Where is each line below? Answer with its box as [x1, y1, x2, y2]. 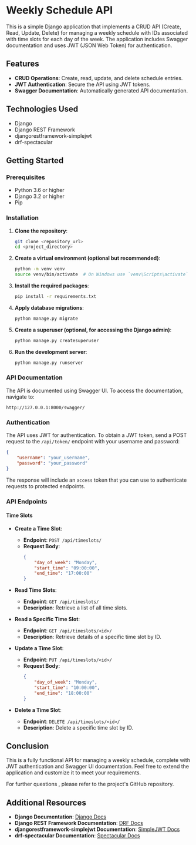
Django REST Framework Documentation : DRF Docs [14, 820, 144, 827]
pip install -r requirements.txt [14, 294, 97, 300]
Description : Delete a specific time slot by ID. [23, 724, 134, 731]
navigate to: [6, 393, 35, 400]
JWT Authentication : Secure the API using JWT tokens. [14, 81, 151, 88]
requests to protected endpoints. [6, 482, 86, 489]
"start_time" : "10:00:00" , [34, 684, 100, 691]
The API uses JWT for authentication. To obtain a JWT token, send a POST [6, 432, 187, 439]
